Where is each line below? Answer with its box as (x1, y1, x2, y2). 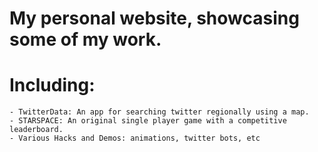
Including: (9, 74, 96, 97)
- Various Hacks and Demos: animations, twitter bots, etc (9, 133, 261, 144)
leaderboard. (9, 125, 64, 135)
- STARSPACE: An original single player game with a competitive (9, 116, 287, 126)
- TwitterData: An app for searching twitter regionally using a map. (9, 107, 310, 117)
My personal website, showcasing (9, 7, 300, 30)
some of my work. (9, 28, 162, 51)
